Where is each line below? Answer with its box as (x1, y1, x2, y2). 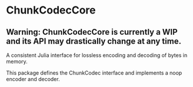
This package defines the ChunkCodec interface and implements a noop (6, 69, 182, 76)
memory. (6, 58, 28, 65)
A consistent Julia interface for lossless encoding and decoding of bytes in (6, 52, 188, 59)
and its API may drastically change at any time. (6, 36, 181, 46)
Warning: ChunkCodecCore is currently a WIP (6, 27, 178, 37)
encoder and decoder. (6, 76, 60, 82)
